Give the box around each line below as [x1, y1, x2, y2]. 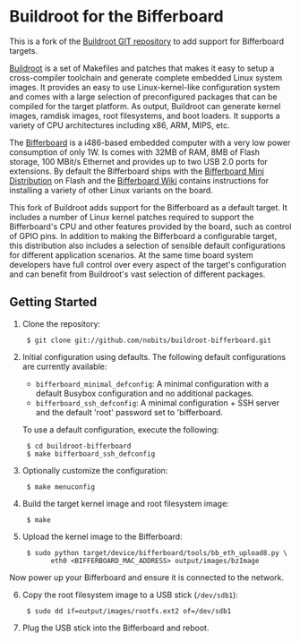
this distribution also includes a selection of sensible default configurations [9, 240, 286, 251]
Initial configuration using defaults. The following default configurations [21, 351, 287, 362]
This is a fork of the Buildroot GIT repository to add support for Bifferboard [9, 36, 285, 47]
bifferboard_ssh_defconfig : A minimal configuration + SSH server [35, 397, 280, 408]
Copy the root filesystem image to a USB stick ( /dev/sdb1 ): [21, 589, 239, 600]
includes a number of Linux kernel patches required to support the [9, 211, 254, 222]
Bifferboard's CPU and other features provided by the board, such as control [9, 221, 292, 232]
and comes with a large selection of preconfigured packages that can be [9, 91, 278, 102]
